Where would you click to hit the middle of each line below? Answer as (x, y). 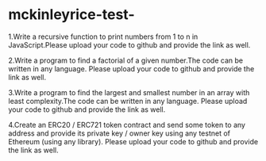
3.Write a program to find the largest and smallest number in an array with (129, 92)
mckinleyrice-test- (71, 15)
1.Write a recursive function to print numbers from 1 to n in (103, 36)
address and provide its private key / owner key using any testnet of (120, 133)
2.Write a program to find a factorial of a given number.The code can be (126, 60)
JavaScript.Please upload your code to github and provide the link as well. (129, 44)
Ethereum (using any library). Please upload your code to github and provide (133, 141)
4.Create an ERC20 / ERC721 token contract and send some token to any (127, 125)
